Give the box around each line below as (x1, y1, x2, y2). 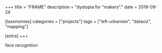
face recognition (5, 42, 38, 48)
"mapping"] (5, 24, 28, 29)
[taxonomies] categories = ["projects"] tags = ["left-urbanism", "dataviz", (5, 19, 152, 24)
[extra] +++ (5, 33, 28, 39)
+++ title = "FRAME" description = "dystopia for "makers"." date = (5, 4, 138, 10)
